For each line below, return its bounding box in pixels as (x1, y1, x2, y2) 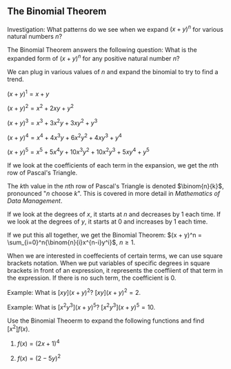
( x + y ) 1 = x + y (7, 89, 50, 98)
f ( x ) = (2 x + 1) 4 (17, 339, 60, 348)
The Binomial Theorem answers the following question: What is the (7, 46, 198, 54)
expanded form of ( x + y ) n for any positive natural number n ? (7, 53, 180, 63)
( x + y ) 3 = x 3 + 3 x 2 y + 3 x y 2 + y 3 (7, 118, 98, 127)
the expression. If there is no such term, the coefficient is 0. (7, 273, 177, 282)
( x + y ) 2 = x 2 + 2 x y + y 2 (7, 103, 74, 113)
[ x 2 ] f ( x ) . (7, 323, 30, 333)
